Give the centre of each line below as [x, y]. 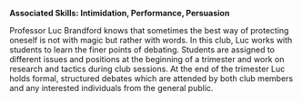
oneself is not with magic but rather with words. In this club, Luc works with [151, 40]
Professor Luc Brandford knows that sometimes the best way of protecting [149, 30]
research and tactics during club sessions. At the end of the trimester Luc [147, 69]
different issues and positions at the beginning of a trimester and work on [147, 59]
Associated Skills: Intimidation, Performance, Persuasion [120, 13]
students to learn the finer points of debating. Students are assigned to [142, 50]
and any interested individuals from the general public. [111, 88]
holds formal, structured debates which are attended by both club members [151, 79]
